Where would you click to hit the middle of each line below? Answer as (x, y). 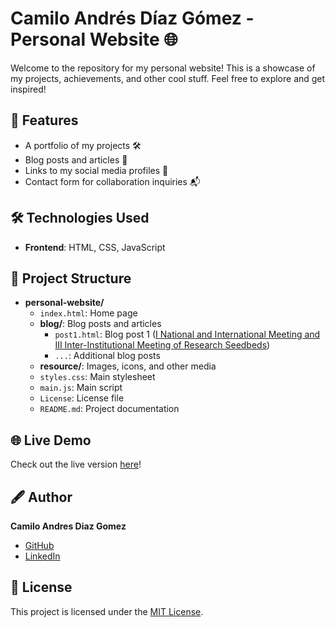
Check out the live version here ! (76, 464)
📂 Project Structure (71, 278)
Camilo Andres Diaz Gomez (68, 526)
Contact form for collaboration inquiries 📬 (112, 181)
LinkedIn (42, 556)
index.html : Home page (88, 313)
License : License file (82, 398)
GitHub (39, 545)
